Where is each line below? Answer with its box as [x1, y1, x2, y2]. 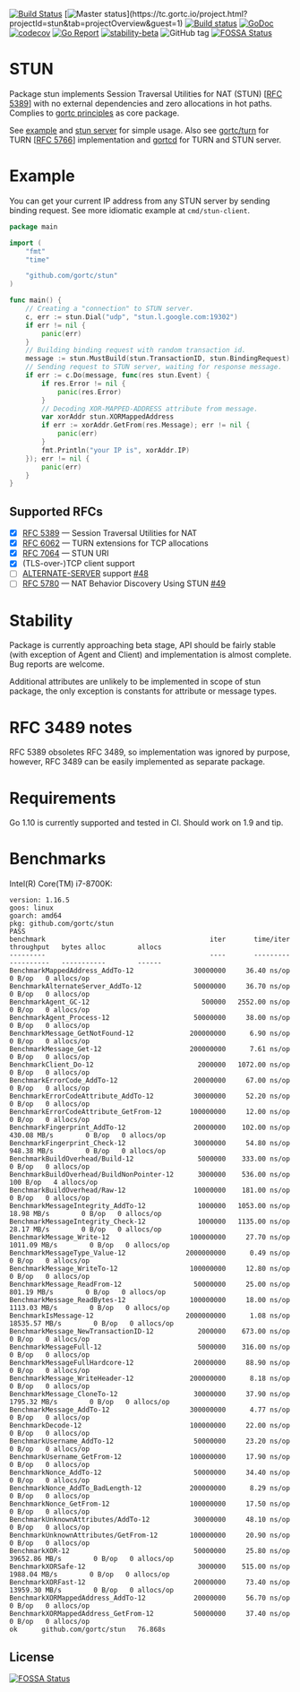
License [9, 1649, 55, 1664]
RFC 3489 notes [9, 717, 133, 738]
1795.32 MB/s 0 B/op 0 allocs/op [9, 1398, 170, 1407]
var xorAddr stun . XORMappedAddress [41, 412, 175, 421]
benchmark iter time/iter [9, 935, 291, 945]
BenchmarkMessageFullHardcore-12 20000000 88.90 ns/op [9, 1359, 291, 1368]
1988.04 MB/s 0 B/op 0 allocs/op [9, 1570, 170, 1579]
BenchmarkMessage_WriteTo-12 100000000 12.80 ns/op [9, 1265, 291, 1273]
